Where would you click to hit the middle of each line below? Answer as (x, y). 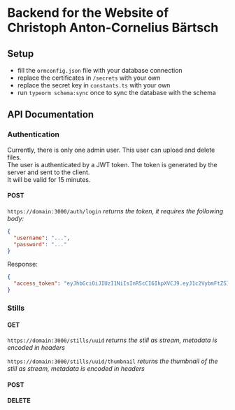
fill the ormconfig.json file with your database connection (100, 70)
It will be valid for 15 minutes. (49, 179)
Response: (23, 264)
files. (14, 157)
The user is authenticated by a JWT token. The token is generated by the (113, 164)
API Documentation (51, 114)
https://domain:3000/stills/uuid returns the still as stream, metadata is (113, 340)
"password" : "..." (41, 244)
